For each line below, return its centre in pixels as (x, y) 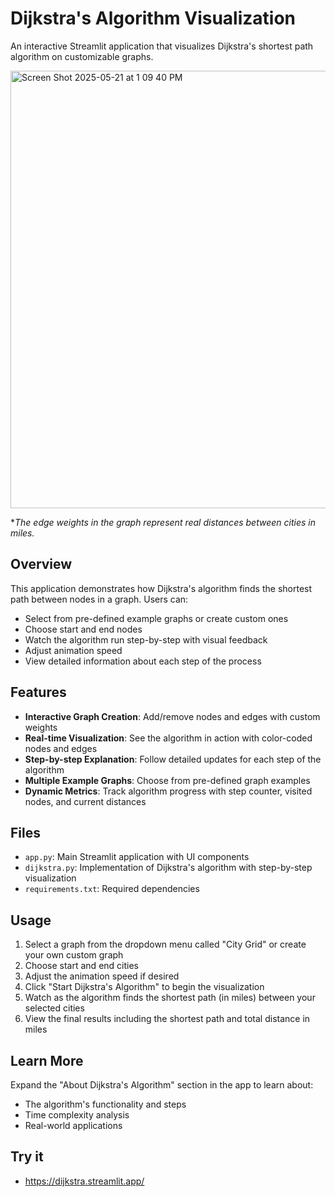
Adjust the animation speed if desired (102, 976)
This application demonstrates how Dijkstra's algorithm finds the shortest (161, 588)
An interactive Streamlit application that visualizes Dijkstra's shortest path (162, 46)
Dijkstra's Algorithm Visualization (153, 18)
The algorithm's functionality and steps (105, 1104)
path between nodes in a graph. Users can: (99, 599)
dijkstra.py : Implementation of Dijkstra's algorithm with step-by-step (168, 868)
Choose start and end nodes (83, 629)
